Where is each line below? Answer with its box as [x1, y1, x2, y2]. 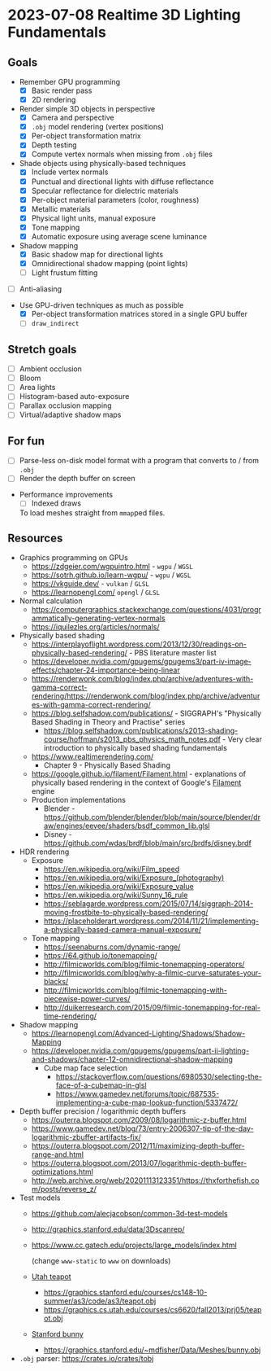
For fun [7, 434, 45, 448]
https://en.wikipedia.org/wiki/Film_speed [43, 865, 180, 874]
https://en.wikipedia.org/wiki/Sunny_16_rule [43, 890, 188, 900]
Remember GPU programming [19, 77, 121, 86]
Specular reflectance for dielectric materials [31, 186, 179, 195]
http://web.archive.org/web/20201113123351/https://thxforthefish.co [31, 1176, 260, 1185]
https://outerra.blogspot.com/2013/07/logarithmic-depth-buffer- [31, 1159, 247, 1168]
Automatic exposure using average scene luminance [31, 231, 208, 241]
